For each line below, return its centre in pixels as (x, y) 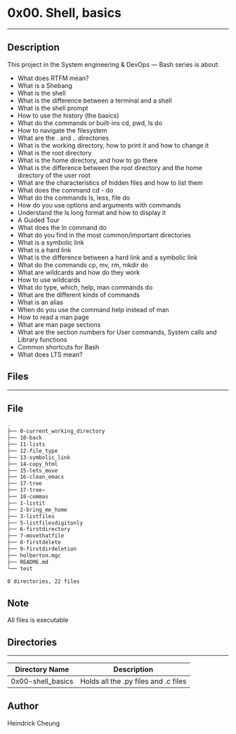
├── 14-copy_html (33, 464)
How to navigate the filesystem (62, 130)
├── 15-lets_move (33, 470)
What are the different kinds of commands (79, 295)
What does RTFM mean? (53, 78)
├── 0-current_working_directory (56, 431)
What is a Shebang (45, 85)
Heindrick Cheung (34, 723)
